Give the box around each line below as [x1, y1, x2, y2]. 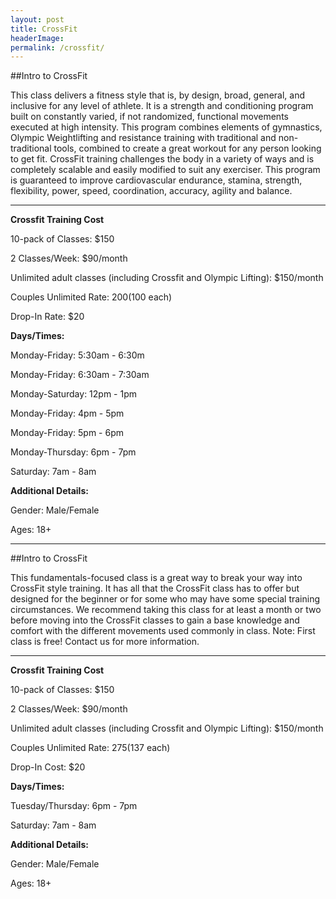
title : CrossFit [10, 24, 78, 34]
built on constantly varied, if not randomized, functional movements [10, 111, 289, 123]
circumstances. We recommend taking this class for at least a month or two [10, 604, 322, 616]
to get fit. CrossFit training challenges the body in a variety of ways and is [10, 153, 315, 165]
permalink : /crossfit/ [10, 42, 105, 53]
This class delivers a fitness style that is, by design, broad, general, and [10, 89, 306, 101]
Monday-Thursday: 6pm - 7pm [10, 446, 137, 458]
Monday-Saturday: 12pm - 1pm [10, 388, 138, 400]
